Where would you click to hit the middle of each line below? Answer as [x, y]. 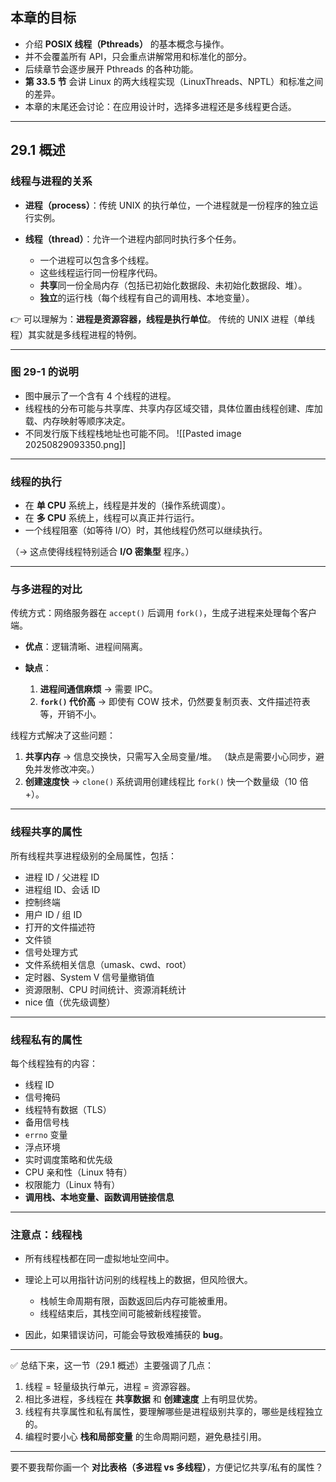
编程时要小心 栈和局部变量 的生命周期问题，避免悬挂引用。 [145, 1437]
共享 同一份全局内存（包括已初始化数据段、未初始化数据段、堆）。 [173, 285]
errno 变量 [46, 1134]
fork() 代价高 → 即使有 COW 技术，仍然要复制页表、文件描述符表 [175, 702]
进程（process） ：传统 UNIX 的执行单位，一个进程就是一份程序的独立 [167, 205]
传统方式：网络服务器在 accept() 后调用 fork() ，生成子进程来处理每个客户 [164, 613]
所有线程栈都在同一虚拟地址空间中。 [99, 1259]
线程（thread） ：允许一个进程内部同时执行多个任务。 [133, 239]
